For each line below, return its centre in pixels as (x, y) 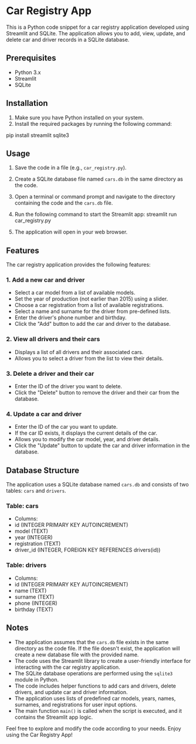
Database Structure (43, 470)
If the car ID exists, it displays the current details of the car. (86, 433)
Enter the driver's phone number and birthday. (71, 318)
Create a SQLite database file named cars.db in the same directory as (99, 179)
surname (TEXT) (34, 597)
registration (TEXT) (38, 544)
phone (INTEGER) (36, 603)
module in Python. (36, 679)
